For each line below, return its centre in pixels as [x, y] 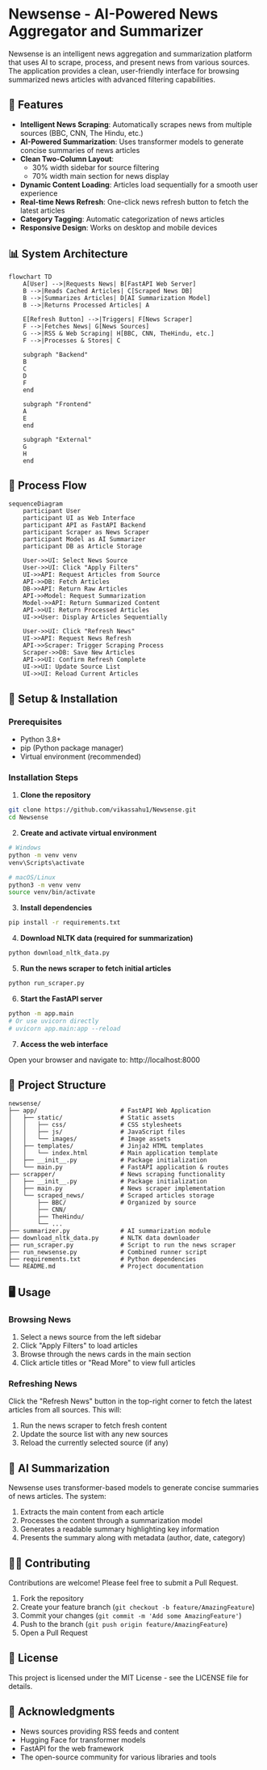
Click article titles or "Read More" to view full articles [108, 1363]
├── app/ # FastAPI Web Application [110, 1111]
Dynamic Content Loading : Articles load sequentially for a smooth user [139, 184]
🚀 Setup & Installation [63, 699]
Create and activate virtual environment [88, 833]
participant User [52, 511]
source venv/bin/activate [52, 892]
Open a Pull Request [54, 1633]
